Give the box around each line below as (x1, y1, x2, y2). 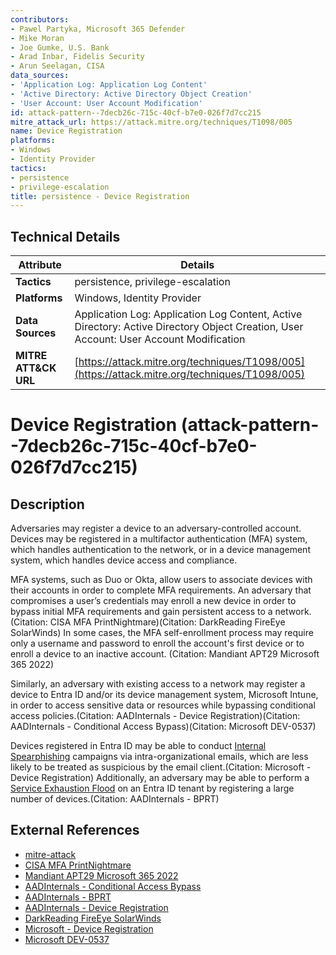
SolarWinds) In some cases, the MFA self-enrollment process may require (10, 627, 314, 639)
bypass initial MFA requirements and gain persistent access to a (10, 606, 273, 618)
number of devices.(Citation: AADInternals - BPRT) (10, 793, 220, 805)
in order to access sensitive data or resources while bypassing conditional (10, 699, 316, 711)
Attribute (18, 258, 62, 272)
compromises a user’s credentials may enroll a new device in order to (10, 595, 297, 607)
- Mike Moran (10, 33, 65, 43)
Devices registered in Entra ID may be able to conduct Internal (10, 740, 267, 752)
